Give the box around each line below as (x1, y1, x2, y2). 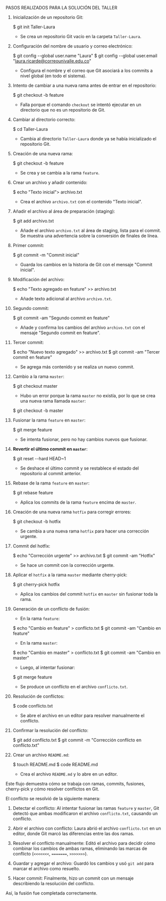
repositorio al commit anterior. (20, 471, 82, 476)
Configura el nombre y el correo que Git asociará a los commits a (20, 67, 153, 73)
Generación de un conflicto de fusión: (12, 606, 90, 612)
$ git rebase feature (12, 490, 53, 495)
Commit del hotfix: (12, 543, 51, 549)
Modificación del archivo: (12, 277, 65, 282)
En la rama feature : (20, 615, 60, 621)
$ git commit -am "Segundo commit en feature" (12, 315, 110, 321)
